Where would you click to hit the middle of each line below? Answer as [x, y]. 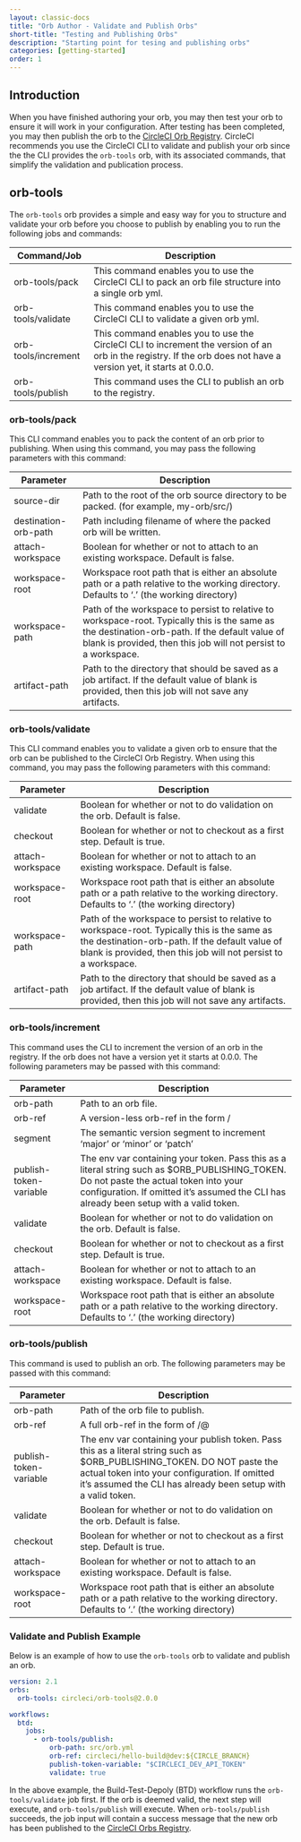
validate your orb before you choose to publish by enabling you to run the [145, 224]
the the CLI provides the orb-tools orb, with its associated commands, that [148, 155]
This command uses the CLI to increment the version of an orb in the [136, 1047]
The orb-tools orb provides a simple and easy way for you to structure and [148, 214]
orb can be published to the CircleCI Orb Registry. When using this [132, 758]
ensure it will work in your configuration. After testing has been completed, [147, 126]
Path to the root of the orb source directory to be [185, 495]
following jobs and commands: [66, 233]
